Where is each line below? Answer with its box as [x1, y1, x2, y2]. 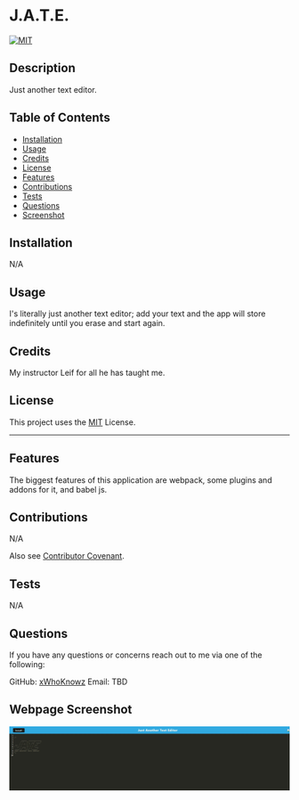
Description [9, 61, 76, 76]
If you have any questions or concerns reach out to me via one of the [9, 649, 263, 660]
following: [9, 659, 45, 670]
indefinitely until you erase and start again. [9, 318, 166, 329]
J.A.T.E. [9, 5, 69, 26]
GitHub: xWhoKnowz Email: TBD [9, 676, 128, 687]
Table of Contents [9, 110, 111, 126]
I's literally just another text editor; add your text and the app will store [9, 308, 266, 319]
